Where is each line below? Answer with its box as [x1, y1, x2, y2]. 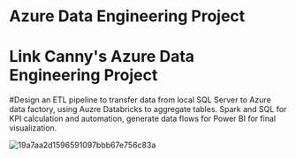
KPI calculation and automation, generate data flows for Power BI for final [9, 113, 277, 124]
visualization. [9, 123, 57, 133]
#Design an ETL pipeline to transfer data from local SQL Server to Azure [9, 94, 271, 105]
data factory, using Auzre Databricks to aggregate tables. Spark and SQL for [9, 104, 287, 115]
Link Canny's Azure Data [9, 47, 195, 67]
